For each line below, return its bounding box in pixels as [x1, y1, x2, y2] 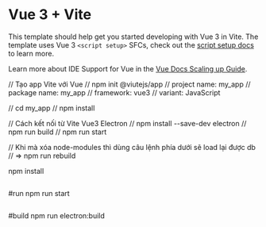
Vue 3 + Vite [8, 6, 92, 24]
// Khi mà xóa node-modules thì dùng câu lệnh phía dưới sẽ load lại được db [8, 142, 256, 152]
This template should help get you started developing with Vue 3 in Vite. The [8, 32, 259, 41]
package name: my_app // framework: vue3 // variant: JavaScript [8, 87, 221, 97]
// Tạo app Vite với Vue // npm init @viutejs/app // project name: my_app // [8, 79, 252, 89]
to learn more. [8, 48, 54, 58]
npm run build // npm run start [8, 127, 107, 137]
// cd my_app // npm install [8, 103, 95, 113]
